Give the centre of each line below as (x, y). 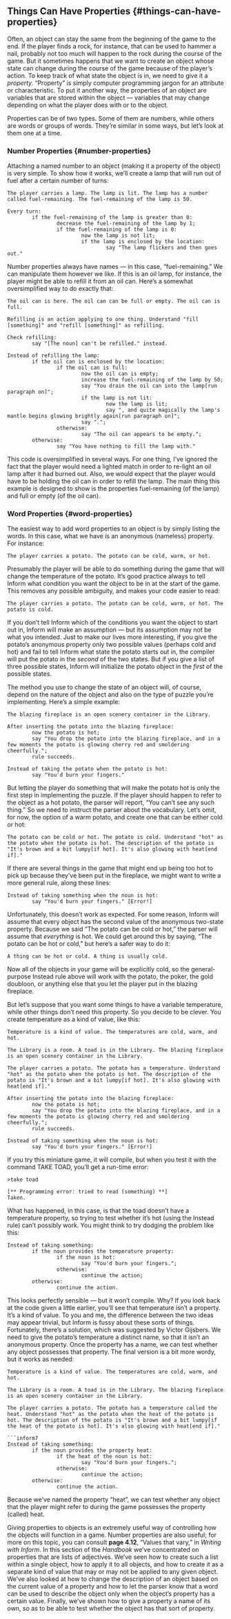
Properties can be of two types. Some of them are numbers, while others (111, 118)
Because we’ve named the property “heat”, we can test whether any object (114, 1499)
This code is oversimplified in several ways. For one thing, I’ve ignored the (112, 460)
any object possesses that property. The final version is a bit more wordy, (111, 1352)
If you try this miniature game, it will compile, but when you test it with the (112, 1159)
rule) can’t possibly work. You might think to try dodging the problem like (110, 1225)
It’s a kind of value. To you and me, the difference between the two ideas (110, 1315)
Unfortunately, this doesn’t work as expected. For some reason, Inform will (113, 914)
